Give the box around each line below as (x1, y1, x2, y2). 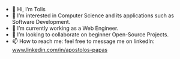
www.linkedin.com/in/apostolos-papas (11, 46, 108, 53)
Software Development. (11, 18, 71, 25)
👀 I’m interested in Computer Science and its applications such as (11, 12, 174, 19)
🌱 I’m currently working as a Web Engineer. (11, 24, 119, 32)
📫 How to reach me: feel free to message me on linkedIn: (11, 38, 155, 45)
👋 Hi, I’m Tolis (11, 6, 46, 13)
